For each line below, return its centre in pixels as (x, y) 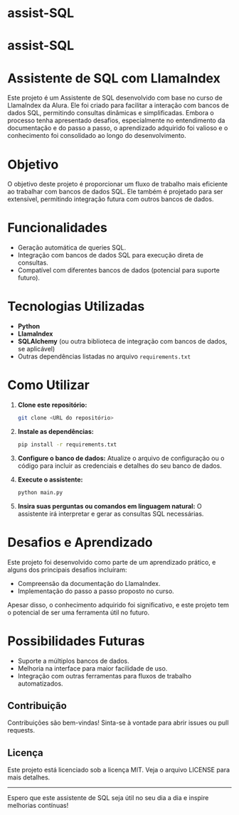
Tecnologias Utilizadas (76, 307)
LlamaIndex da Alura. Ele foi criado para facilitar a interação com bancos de (118, 105)
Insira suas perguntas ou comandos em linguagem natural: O (110, 506)
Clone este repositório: (52, 405)
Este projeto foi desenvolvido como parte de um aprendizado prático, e (112, 562)
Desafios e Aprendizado (80, 542)
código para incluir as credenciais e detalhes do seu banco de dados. (119, 465)
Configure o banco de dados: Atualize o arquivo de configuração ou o (121, 458)
